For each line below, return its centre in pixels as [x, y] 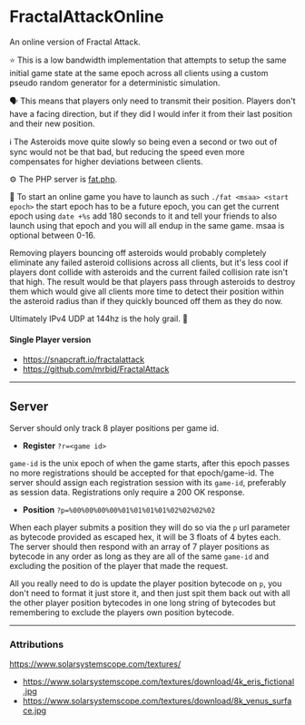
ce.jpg [34, 710]
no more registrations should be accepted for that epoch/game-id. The [142, 473]
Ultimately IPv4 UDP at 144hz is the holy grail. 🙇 [99, 318]
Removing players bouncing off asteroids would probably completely [138, 252]
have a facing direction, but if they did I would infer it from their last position [151, 113]
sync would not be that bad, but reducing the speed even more [127, 152]
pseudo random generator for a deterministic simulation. [115, 83]
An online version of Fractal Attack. [75, 42]
